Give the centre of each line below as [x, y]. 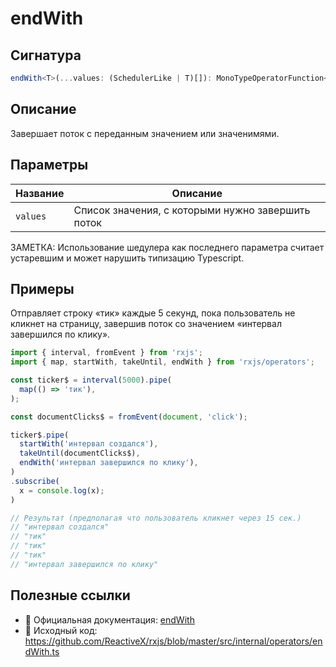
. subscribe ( [35, 481]
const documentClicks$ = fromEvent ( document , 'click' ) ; [129, 417]
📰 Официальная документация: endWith [109, 619]
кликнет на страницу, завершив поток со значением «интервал [146, 324]
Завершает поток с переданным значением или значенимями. [145, 133]
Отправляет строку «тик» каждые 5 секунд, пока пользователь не [153, 313]
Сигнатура [46, 55]
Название [40, 193]
